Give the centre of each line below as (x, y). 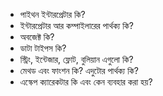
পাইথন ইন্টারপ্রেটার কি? (52, 14)
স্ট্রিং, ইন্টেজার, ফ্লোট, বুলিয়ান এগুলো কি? (76, 59)
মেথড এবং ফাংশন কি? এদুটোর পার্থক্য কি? (79, 70)
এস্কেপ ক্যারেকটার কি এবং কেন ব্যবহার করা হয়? (86, 82)
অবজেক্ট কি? (37, 37)
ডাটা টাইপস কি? (43, 48)
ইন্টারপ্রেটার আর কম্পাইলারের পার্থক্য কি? (76, 25)
